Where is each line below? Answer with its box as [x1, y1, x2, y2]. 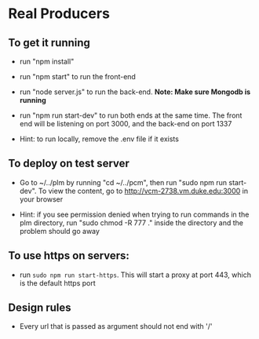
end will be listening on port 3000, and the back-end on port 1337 [19, 119, 232, 128]
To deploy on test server [8, 157, 129, 170]
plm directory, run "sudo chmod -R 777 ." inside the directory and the [19, 217, 243, 228]
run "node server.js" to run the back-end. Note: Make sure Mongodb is [19, 87, 251, 97]
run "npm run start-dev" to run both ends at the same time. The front [19, 111, 243, 120]
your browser [19, 194, 64, 204]
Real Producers [8, 5, 110, 23]
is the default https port [19, 278, 96, 287]
